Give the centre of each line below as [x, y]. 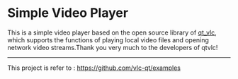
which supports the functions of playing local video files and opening [108, 39]
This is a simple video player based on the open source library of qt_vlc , [112, 32]
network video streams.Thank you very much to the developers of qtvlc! [113, 47]
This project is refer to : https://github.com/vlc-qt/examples [94, 68]
